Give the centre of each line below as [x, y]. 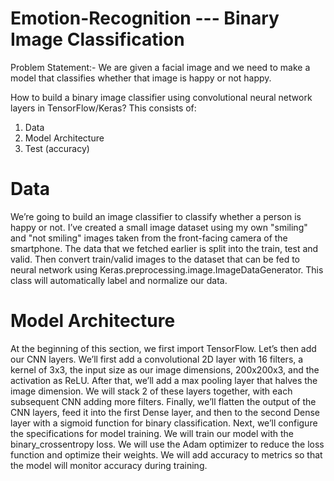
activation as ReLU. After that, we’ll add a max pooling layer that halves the [164, 380]
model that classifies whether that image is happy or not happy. [141, 78]
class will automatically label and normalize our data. [119, 280]
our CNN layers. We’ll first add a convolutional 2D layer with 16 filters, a [157, 359]
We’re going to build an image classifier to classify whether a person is [156, 216]
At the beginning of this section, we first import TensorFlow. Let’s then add [163, 348]
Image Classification [97, 39]
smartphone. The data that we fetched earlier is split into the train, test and [164, 248]
